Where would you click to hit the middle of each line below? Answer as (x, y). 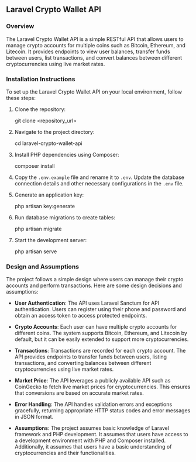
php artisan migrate (38, 229)
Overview (20, 26)
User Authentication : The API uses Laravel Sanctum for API (87, 303)
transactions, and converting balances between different (83, 363)
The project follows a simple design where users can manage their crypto (95, 280)
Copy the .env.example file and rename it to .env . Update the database (99, 177)
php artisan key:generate (45, 206)
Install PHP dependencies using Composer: (67, 154)
